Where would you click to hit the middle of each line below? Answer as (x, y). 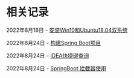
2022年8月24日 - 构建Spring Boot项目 (54, 43)
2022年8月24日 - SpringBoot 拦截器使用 (56, 68)
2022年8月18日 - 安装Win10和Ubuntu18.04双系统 (67, 30)
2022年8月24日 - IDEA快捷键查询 (48, 55)
